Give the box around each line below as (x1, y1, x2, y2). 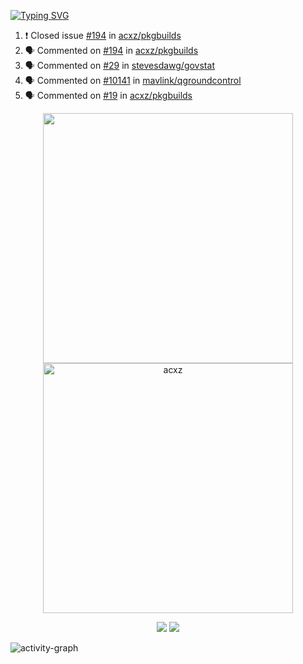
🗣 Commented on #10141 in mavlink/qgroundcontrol (24, 75, 242, 86)
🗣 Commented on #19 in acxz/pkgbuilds (24, 90, 193, 101)
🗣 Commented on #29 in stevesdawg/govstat (24, 60, 215, 71)
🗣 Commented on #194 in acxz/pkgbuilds (24, 45, 199, 56)
